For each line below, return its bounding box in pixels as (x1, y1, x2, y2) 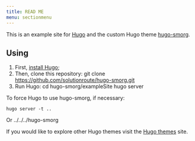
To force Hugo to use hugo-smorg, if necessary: (6, 94, 125, 102)
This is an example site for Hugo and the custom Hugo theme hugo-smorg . (6, 30, 190, 38)
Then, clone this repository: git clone (14, 70, 106, 78)
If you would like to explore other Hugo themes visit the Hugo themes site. (6, 128, 188, 135)
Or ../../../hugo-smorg (6, 117, 58, 124)
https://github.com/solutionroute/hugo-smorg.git (14, 76, 135, 84)
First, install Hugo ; (14, 64, 60, 71)
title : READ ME (6, 8, 44, 15)
